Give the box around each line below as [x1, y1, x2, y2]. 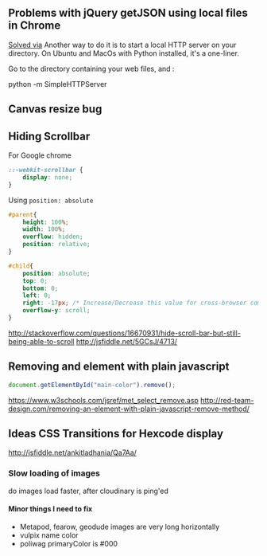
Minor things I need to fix [8, 504, 93, 514]
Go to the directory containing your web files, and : [8, 64, 175, 73]
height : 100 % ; [22, 218, 69, 226]
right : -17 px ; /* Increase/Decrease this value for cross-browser [22, 299, 247, 307]
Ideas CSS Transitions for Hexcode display [8, 426, 224, 440]
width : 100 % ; [22, 225, 66, 233]
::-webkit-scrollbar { [8, 166, 83, 174]
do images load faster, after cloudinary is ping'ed [8, 486, 169, 495]
